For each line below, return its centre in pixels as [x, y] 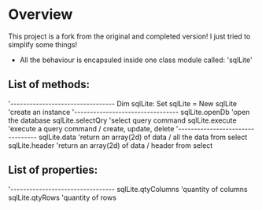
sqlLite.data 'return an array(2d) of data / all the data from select [143, 137]
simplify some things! [43, 44]
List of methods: [49, 85]
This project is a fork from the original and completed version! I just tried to [129, 36]
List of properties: [53, 170]
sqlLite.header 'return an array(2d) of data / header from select [111, 145]
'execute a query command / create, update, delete [91, 128]
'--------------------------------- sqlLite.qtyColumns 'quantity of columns [128, 189]
